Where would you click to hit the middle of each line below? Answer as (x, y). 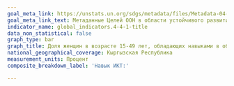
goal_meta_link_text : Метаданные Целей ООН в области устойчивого (106, 20)
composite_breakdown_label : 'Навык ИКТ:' (68, 66)
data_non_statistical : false (49, 33)
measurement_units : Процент (48, 59)
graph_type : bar (31, 40)
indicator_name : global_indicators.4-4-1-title (78, 27)
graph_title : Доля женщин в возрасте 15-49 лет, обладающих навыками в (113, 46)
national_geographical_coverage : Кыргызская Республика (90, 53)
